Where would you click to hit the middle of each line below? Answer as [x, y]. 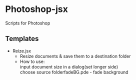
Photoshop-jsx [37, 9]
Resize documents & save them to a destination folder [75, 56]
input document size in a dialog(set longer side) [69, 66]
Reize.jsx [22, 50]
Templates [22, 39]
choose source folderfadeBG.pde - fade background [74, 72]
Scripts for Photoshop [28, 23]
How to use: [32, 61]
